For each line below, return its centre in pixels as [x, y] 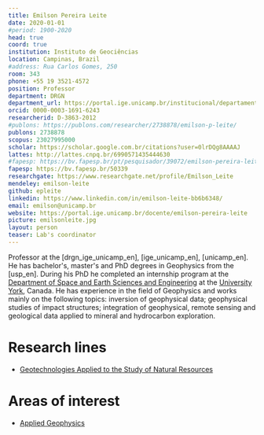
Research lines [57, 348]
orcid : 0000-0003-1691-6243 [54, 111]
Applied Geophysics [52, 422]
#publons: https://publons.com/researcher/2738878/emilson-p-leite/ [123, 125]
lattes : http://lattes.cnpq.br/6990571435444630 [89, 154]
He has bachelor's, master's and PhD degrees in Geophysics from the [121, 265]
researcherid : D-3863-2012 [52, 118]
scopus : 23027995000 [42, 140]
